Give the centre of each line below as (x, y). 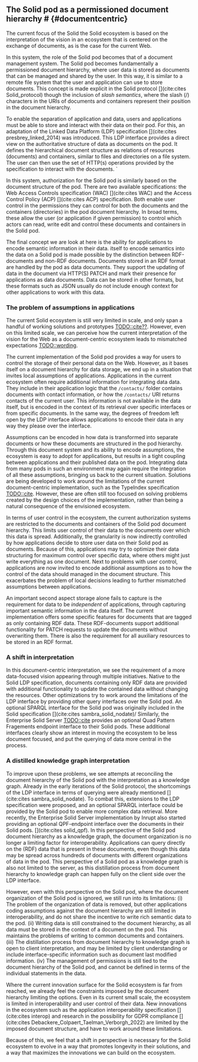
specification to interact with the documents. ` (62, 169)
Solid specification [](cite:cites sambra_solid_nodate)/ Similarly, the (88, 714)
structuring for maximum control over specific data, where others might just (98, 555)
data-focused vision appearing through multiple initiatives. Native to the (93, 677)
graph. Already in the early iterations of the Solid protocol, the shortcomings (98, 786)
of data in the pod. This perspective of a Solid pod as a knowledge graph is (97, 861)
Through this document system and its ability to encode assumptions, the (95, 450)
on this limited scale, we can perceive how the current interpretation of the (97, 333)
